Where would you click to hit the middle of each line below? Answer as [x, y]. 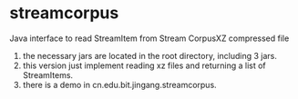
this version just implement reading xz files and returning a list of [144, 65]
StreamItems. [48, 74]
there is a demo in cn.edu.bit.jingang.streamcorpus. [119, 84]
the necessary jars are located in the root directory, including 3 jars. [150, 55]
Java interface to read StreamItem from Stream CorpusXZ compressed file [149, 38]
